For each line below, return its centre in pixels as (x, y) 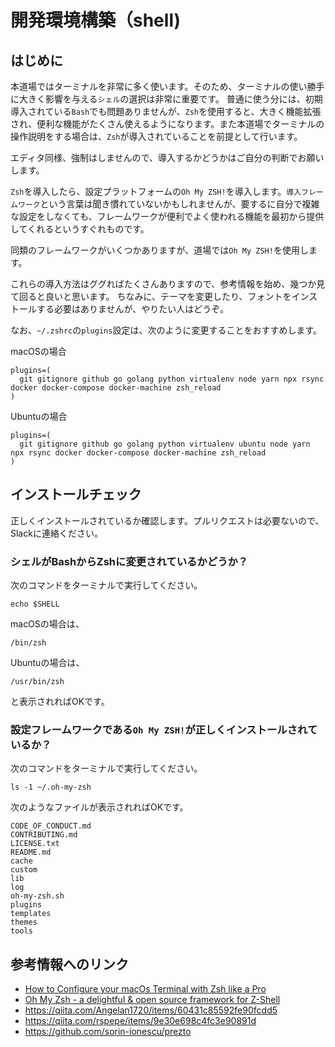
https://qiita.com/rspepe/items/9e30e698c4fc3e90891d (140, 1021)
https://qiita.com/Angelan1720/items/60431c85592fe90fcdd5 (151, 1010)
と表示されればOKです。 (60, 702)
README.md (31, 852)
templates (31, 914)
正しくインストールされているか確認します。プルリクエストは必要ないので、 (167, 520)
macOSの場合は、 (47, 624)
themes (24, 922)
